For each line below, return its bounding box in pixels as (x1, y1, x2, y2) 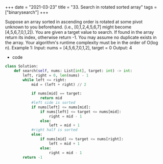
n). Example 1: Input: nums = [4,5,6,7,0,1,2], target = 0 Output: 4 (5, 45, 132, 50)
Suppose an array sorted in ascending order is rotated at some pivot (5, 19, 143, 24)
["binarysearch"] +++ (5, 9, 49, 15)
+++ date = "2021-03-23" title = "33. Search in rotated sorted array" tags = (5, 4, 158, 10)
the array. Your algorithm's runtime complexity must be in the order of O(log (5, 40, 158, 46)
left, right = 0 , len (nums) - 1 (23, 73, 89, 78)
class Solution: (5, 64, 38, 69)
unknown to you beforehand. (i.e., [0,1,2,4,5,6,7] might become (5, 24, 132, 30)
